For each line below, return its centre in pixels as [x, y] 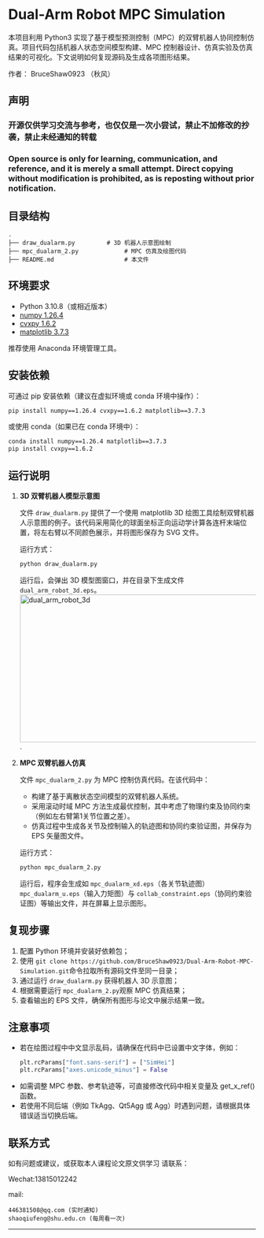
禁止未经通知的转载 [60, 137]
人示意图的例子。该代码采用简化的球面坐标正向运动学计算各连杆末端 [130, 522]
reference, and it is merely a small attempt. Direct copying [121, 169]
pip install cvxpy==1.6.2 [50, 449]
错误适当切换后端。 [51, 1116]
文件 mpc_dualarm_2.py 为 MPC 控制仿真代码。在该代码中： [114, 779]
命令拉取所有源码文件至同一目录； [125, 970]
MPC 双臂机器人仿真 [53, 763]
